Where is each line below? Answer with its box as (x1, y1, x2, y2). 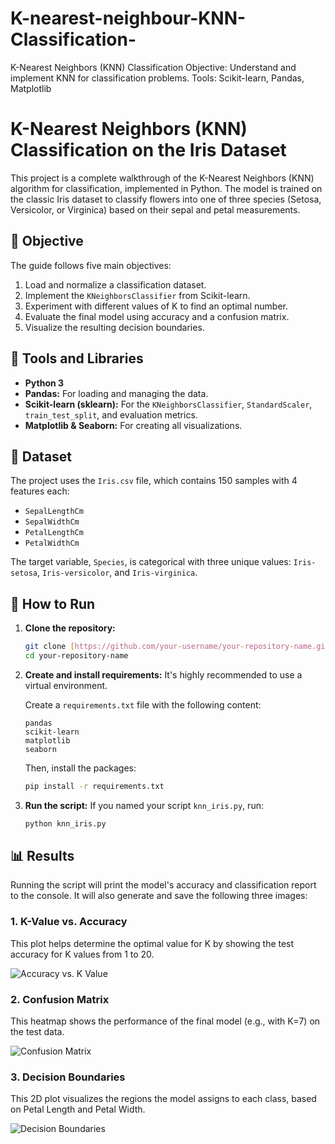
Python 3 (24, 377, 65, 389)
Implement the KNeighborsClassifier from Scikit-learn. (24, 289, 251, 301)
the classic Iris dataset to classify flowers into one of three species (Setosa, (10, 193, 322, 205)
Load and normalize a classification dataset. (24, 278, 207, 291)
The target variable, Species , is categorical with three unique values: (10, 556, 292, 568)
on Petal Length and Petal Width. (10, 1103, 146, 1116)
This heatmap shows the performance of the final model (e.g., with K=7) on (10, 1015, 321, 1027)
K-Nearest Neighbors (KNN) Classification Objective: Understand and (10, 61, 297, 73)
